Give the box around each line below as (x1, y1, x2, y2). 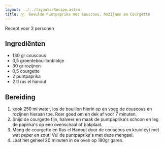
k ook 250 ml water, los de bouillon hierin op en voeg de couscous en (12, 106, 152, 112)
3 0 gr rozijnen (12, 63, 41, 69)
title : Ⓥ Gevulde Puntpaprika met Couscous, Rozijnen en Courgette (5, 12, 150, 17)
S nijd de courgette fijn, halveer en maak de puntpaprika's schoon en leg (12, 117, 159, 122)
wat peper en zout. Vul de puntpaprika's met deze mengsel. (12, 132, 134, 138)
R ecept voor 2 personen (5, 25, 54, 31)
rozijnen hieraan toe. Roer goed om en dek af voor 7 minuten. (12, 111, 137, 117)
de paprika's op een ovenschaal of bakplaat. (12, 121, 102, 128)
